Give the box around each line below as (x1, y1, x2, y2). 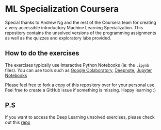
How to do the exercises (5, 49, 80, 57)
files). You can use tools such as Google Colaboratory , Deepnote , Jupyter (5, 67, 152, 73)
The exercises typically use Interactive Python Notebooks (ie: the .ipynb (5, 62, 149, 68)
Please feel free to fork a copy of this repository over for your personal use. (5, 82, 156, 88)
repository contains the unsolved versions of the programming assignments (5, 30, 157, 36)
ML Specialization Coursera (5, 3, 119, 15)
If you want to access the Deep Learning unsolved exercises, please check (5, 114, 155, 120)
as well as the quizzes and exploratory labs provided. (5, 35, 112, 41)
